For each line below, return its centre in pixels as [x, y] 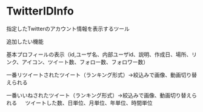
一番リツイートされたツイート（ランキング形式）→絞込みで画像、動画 [94, 74]
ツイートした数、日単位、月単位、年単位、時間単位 [89, 103]
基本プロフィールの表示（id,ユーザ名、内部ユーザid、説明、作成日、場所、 [99, 54]
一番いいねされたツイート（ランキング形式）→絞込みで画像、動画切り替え [99, 95]
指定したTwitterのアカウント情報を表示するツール [68, 28]
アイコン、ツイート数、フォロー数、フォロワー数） [85, 62]
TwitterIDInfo [40, 11]
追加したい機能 [25, 41]
